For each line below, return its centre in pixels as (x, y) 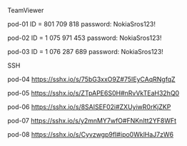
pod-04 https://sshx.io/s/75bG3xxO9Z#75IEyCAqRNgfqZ (92, 79)
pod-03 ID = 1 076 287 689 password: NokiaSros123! (86, 52)
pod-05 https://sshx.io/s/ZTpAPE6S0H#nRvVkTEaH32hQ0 (93, 93)
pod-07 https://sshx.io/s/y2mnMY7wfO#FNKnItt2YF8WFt (92, 121)
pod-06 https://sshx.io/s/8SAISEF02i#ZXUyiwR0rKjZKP (89, 107)
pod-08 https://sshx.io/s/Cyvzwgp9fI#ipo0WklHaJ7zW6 (90, 134)
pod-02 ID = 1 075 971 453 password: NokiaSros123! (85, 38)
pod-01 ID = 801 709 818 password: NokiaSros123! (81, 24)
